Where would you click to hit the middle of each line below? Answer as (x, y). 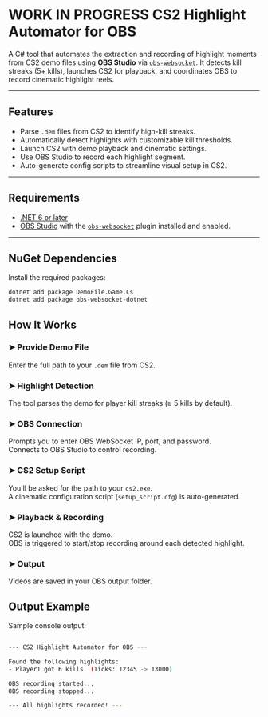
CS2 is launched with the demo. (61, 535)
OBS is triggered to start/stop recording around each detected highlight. (126, 543)
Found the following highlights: (64, 662)
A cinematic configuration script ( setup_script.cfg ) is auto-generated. (124, 496)
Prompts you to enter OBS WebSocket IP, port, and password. (110, 441)
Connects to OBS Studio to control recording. (83, 450)
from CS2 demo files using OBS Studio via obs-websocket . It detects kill (125, 62)
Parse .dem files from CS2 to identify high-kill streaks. (108, 131)
